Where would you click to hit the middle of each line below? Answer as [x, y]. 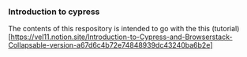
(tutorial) [226, 29]
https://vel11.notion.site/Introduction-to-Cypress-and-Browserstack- [122, 37]
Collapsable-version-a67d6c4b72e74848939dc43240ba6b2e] [110, 45]
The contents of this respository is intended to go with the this [109, 29]
